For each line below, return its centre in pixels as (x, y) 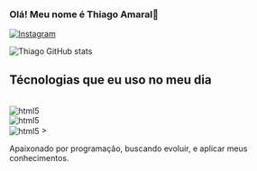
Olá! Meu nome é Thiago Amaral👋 (84, 14)
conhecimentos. (39, 157)
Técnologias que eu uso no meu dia (110, 80)
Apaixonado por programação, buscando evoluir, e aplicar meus (128, 148)
